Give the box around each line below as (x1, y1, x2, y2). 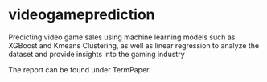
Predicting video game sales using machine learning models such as (8, 32, 236, 42)
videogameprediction (8, 6, 155, 24)
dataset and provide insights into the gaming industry (8, 49, 185, 59)
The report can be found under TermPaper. (8, 64, 151, 74)
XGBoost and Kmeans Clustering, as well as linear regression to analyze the (8, 40, 260, 50)
